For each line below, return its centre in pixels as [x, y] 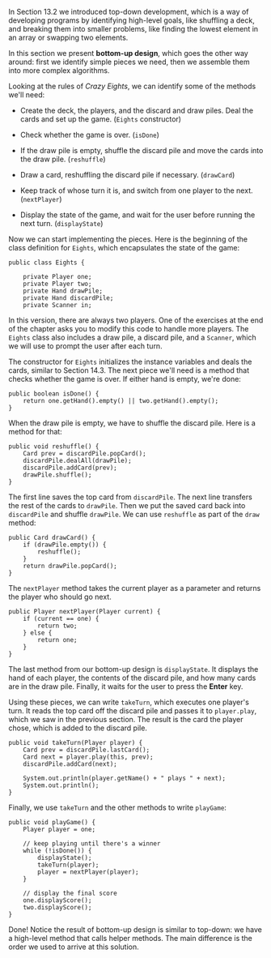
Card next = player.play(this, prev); [88, 757]
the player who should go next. [60, 597]
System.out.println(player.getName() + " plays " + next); [125, 778]
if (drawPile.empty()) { [65, 545]
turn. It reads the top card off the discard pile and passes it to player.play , [133, 711]
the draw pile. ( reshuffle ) [63, 159]
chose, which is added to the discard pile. [78, 728]
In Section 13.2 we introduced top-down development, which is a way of [129, 12]
